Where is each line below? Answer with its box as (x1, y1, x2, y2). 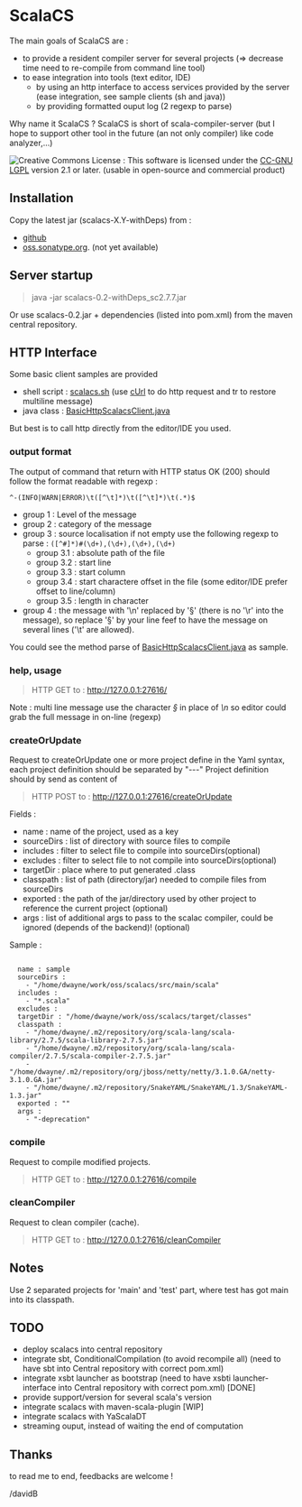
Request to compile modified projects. (9, 1156, 151, 1167)
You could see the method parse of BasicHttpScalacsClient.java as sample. (9, 642, 288, 652)
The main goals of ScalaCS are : (9, 35, 129, 46)
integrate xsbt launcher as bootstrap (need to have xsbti (22, 1373, 232, 1383)
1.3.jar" (9, 1091, 42, 1101)
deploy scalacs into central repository (22, 1344, 163, 1354)
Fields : (9, 809, 37, 819)
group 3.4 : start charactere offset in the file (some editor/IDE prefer (35, 576, 288, 587)
